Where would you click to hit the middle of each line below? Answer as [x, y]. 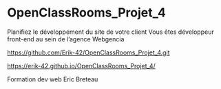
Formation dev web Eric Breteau [53, 79]
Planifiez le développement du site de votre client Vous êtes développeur [111, 32]
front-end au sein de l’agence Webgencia [66, 39]
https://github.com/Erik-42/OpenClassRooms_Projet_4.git [88, 52]
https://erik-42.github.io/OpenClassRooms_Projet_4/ [82, 66]
